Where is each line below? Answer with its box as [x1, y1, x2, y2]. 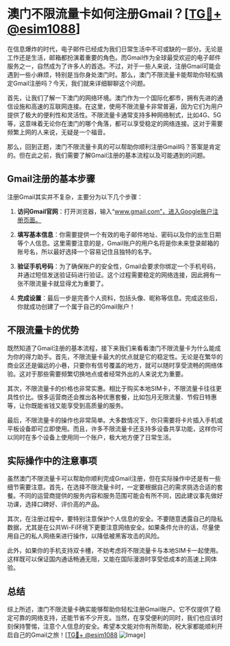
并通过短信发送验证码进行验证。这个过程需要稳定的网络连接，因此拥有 [16, 270, 216, 278]
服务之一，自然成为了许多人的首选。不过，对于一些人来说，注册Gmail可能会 [7, 62, 221, 70]
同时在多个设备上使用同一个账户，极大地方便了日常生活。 [12, 433, 175, 441]
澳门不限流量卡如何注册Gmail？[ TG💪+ [7, 6, 222, 22]
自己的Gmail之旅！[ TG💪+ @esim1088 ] [12, 631, 146, 639]
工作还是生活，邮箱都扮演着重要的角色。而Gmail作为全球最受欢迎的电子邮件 [7, 53, 221, 62]
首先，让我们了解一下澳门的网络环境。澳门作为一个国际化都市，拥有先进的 [7, 93, 217, 101]
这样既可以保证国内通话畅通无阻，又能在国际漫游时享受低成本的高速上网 [7, 555, 211, 563]
